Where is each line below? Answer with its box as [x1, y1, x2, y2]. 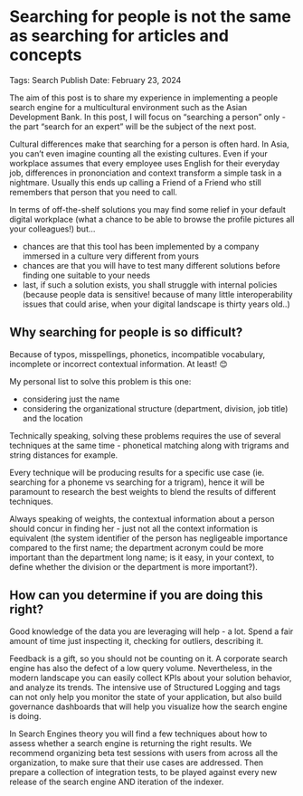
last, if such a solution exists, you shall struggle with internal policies [22, 279, 278, 290]
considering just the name [22, 393, 120, 404]
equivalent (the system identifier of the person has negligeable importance [9, 532, 288, 544]
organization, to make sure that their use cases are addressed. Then [9, 757, 264, 768]
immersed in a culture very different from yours [22, 251, 199, 261]
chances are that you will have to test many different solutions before [22, 260, 280, 270]
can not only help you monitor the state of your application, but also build [9, 691, 282, 702]
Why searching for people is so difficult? [9, 325, 243, 340]
